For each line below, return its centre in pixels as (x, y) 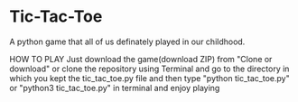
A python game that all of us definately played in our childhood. (127, 42)
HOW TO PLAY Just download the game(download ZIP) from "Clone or (141, 59)
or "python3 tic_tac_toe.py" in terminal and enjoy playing (115, 88)
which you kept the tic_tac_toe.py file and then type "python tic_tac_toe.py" (150, 78)
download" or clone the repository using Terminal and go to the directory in (149, 69)
